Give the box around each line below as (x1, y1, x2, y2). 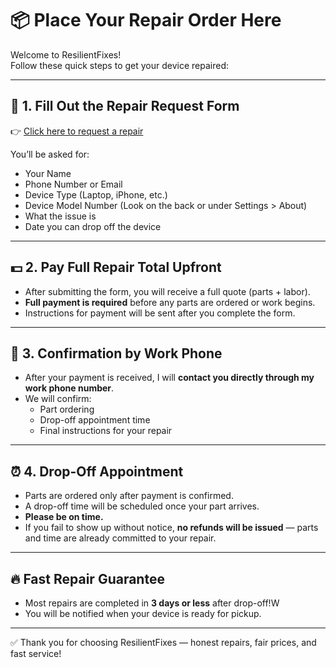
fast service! (10, 648, 62, 659)
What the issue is (24, 210, 97, 222)
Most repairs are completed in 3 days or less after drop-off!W (24, 597, 280, 609)
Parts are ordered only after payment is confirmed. (24, 490, 234, 502)
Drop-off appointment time (39, 414, 151, 426)
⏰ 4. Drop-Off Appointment (10, 463, 184, 480)
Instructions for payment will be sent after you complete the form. (24, 307, 296, 319)
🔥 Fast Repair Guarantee (10, 570, 165, 587)
